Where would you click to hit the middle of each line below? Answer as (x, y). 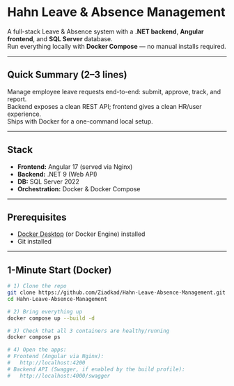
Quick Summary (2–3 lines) (67, 75)
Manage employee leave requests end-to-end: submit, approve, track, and (114, 91)
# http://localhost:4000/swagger (59, 376)
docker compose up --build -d (51, 318)
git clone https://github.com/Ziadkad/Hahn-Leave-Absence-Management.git (117, 293)
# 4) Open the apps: (37, 350)
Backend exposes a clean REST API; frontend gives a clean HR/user (104, 106)
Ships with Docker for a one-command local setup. (80, 121)
